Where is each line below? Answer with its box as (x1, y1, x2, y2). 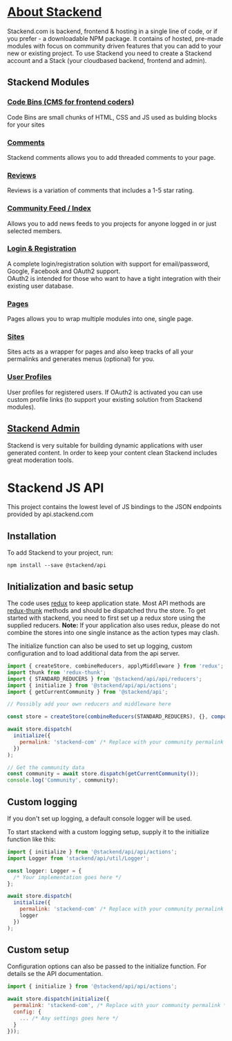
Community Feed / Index (7, 203, 91, 213)
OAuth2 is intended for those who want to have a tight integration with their (7, 274, 221, 282)
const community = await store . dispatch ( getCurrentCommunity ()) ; (7, 771, 199, 777)
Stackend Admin (7, 423, 80, 434)
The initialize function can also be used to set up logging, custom (7, 642, 193, 650)
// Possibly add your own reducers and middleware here (7, 701, 171, 708)
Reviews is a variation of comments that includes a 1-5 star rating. (7, 186, 195, 194)
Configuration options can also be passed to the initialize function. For (7, 962, 207, 970)
